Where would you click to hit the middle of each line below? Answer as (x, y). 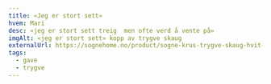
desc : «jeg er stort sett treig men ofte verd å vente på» (112, 30)
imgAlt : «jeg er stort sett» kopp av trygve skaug (95, 38)
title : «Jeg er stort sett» (56, 16)
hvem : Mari (27, 23)
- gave (27, 61)
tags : (17, 53)
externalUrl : (30, 46)
